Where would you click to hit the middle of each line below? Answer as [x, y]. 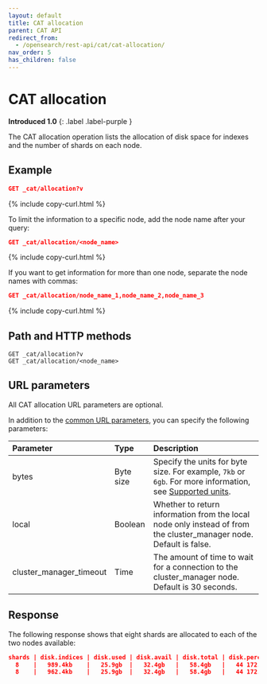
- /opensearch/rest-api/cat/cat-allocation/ [90, 45]
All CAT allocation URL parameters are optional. [86, 404]
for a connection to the [196, 567]
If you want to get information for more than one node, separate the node [128, 273]
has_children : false [43, 60]
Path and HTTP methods [70, 336]
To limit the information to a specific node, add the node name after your [127, 219]
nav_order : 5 [30, 52]
